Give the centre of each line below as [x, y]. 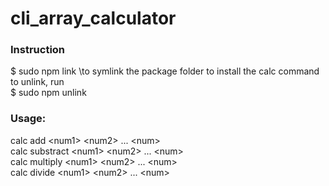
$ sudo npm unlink [48, 93]
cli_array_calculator [93, 18]
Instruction [38, 50]
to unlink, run [37, 82]
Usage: [28, 119]
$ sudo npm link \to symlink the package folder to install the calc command [165, 71]
